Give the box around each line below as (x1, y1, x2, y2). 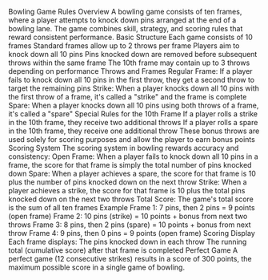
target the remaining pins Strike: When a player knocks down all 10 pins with (8, 83, 260, 93)
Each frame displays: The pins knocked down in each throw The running (8, 237, 247, 246)
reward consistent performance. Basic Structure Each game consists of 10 (8, 32, 254, 42)
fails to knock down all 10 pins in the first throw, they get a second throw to (8, 75, 255, 84)
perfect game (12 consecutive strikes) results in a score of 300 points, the (8, 254, 252, 263)
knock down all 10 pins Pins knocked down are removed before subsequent (8, 50, 258, 59)
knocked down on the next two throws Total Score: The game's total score (8, 194, 254, 204)
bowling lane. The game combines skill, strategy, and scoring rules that (8, 24, 243, 33)
